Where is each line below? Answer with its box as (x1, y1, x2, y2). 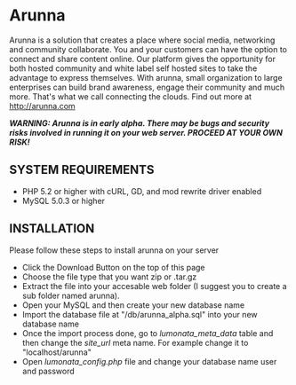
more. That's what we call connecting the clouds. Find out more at (9, 90, 252, 102)
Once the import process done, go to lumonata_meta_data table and (21, 327, 274, 338)
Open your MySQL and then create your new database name (21, 299, 245, 310)
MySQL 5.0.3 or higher (21, 195, 105, 206)
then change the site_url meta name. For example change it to (21, 337, 249, 348)
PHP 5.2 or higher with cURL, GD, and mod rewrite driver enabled (21, 185, 262, 196)
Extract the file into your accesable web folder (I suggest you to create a (21, 280, 287, 291)
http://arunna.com (9, 100, 76, 111)
